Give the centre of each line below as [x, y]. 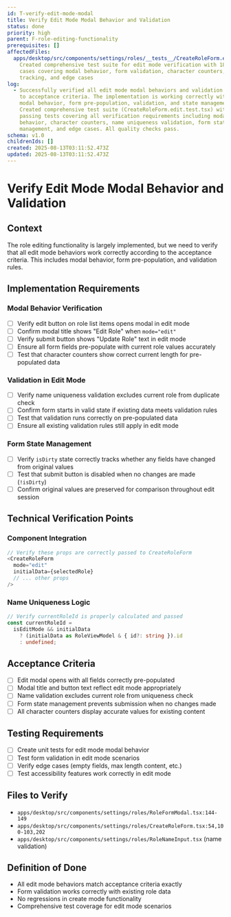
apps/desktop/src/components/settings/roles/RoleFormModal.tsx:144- [117, 813]
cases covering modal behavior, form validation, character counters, [123, 71]
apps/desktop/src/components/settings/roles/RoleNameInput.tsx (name [119, 838]
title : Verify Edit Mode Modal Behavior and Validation [89, 20]
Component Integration [47, 538]
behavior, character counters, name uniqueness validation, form [115, 122]
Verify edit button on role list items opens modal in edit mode [103, 323]
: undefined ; [38, 642]
